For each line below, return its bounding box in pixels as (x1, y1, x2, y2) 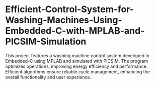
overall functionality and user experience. (5, 74, 92, 80)
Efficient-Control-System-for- (5, 4, 134, 15)
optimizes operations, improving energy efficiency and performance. (5, 63, 148, 69)
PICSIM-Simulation (5, 36, 87, 48)
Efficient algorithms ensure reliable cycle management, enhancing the (5, 68, 150, 74)
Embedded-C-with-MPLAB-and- (5, 25, 145, 36)
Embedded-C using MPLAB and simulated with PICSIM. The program (5, 58, 148, 64)
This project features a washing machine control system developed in (5, 52, 149, 59)
